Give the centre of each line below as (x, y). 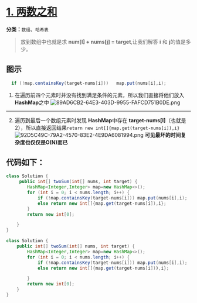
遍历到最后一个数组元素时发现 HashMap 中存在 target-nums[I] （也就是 (100, 120)
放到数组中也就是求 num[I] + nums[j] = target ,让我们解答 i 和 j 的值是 (103, 42)
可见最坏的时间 (163, 135)
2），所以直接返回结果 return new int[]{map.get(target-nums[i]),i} (97, 128)
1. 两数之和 (32, 12)
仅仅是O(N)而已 (49, 142)
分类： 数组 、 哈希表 (27, 29)
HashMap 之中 (32, 102)
